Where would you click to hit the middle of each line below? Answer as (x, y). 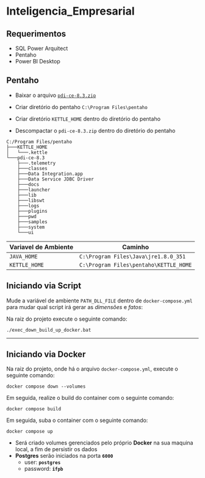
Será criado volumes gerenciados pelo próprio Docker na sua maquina (104, 443)
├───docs (28, 184)
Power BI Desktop (38, 61)
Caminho (135, 247)
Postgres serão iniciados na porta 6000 (64, 456)
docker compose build (34, 409)
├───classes (32, 168)
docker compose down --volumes (46, 387)
